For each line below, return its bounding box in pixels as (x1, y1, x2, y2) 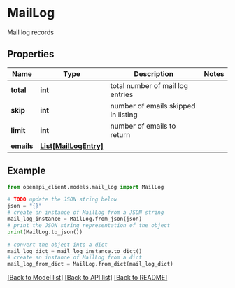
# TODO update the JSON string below (7, 196, 117, 203)
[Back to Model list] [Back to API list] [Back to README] (7, 273, 168, 282)
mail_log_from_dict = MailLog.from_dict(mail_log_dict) (7, 261, 173, 268)
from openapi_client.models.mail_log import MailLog (7, 183, 164, 190)
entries (110, 89, 134, 99)
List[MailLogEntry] (40, 141, 104, 151)
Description (134, 69, 173, 78)
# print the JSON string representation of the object (7, 222, 171, 229)
